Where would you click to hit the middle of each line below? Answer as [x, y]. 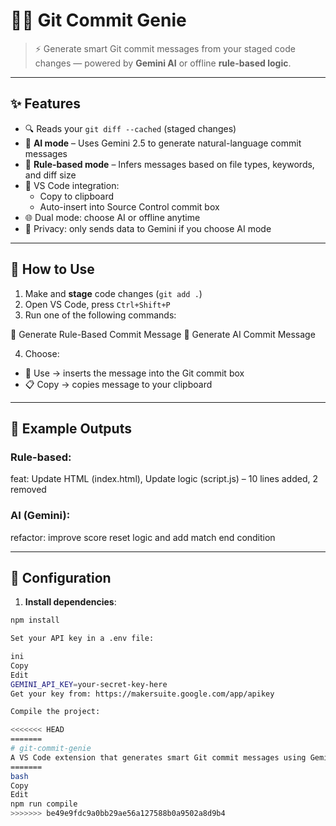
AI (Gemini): [40, 516]
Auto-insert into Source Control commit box [129, 206]
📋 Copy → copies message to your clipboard [118, 384]
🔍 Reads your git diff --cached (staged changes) [130, 128]
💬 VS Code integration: [72, 185]
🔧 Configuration [61, 577]
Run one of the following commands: [100, 315]
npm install [35, 620]
